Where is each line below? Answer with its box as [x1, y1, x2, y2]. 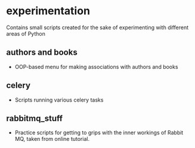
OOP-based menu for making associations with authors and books [14, 63, 178, 70]
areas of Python [6, 30, 46, 37]
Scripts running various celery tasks [14, 96, 104, 103]
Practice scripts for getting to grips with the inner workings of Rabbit [14, 129, 184, 136]
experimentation [6, 4, 91, 18]
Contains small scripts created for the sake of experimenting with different [6, 24, 189, 31]
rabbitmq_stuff [6, 113, 63, 123]
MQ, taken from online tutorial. [14, 136, 90, 143]
